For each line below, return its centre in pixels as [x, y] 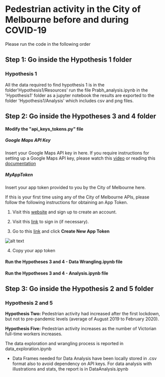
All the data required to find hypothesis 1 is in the [55, 85]
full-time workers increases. [34, 334]
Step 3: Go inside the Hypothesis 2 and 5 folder [80, 289]
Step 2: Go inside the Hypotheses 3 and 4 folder [81, 116]
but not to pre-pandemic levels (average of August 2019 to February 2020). [82, 319]
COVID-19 [26, 30]
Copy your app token [34, 250]
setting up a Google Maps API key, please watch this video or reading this [80, 158]
